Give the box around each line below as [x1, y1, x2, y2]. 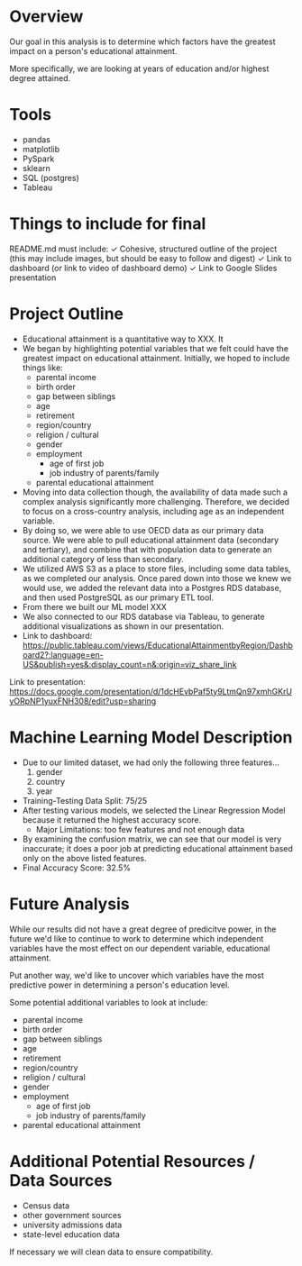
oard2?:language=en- [22, 649, 104, 660]
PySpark [22, 153, 55, 164]
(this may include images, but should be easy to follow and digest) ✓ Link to [9, 252, 292, 263]
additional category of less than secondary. [22, 553, 185, 564]
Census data [22, 1200, 70, 1211]
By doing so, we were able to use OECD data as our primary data [22, 524, 264, 535]
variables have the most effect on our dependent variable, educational [9, 943, 270, 953]
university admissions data [22, 1219, 123, 1230]
